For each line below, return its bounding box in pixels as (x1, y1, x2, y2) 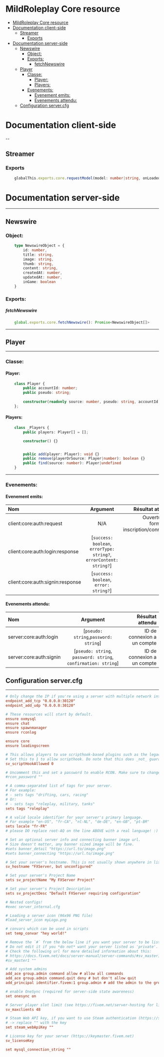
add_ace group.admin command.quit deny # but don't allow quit (5, 976, 137, 981)
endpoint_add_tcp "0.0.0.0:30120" (5, 699, 76, 704)
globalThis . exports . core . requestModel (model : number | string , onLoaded (14, 176, 161, 181)
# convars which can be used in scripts (5, 926, 89, 932)
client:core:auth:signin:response (8, 579, 82, 586)
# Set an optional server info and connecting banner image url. (5, 837, 141, 842)
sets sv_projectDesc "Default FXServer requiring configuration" (5, 891, 141, 896)
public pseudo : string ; (23, 390, 71, 395)
